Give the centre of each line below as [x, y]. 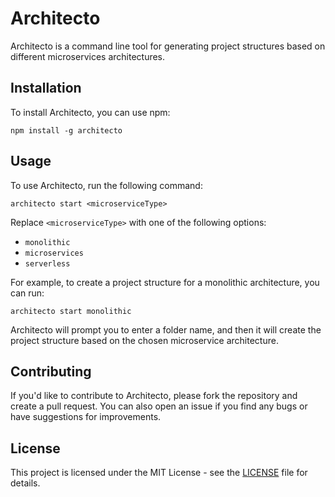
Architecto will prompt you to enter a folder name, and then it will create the [166, 329]
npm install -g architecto [66, 130]
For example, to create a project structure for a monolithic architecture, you [165, 282]
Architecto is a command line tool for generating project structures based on [168, 46]
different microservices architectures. [88, 56]
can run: [27, 293]
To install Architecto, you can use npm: [90, 112]
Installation [46, 88]
